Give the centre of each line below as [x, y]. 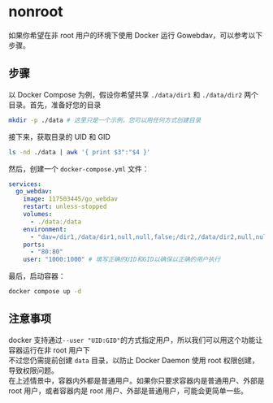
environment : [45, 229]
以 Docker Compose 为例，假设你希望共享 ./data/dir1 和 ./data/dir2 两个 [133, 94]
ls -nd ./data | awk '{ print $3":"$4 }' [80, 152]
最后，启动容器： [37, 276]
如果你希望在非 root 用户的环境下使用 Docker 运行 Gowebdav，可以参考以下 [136, 35]
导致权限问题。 [33, 370]
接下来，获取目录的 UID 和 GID [60, 136]
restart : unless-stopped [65, 207]
